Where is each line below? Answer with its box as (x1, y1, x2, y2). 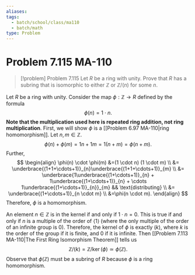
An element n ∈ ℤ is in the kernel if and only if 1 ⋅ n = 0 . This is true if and (6, 211, 182, 218)
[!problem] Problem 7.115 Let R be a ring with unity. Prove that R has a (20, 75, 187, 82)
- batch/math (11, 25, 43, 31)
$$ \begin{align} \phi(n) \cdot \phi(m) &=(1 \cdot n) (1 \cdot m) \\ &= (16, 159, 180, 166)
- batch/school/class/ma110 (11, 19, 80, 25)
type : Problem (6, 30, 41, 36)
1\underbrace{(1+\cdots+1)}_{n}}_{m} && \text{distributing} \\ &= (21, 184, 175, 191)
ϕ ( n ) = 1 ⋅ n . (83, 109, 113, 116)
